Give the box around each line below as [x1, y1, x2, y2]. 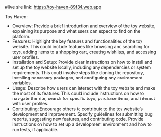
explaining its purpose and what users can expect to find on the [12, 28, 141, 34]
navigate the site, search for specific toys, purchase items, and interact [12, 96, 155, 101]
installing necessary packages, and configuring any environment [12, 75, 142, 80]
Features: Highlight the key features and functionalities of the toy [12, 39, 143, 44]
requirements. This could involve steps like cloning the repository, [12, 70, 145, 75]
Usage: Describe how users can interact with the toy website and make [12, 85, 156, 91]
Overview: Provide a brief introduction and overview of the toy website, [12, 23, 156, 29]
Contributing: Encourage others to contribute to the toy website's [12, 106, 143, 112]
